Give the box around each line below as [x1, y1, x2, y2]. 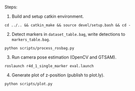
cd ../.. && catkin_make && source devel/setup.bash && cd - [4, 23, 131, 28]
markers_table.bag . [11, 36, 51, 42]
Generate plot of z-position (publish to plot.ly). [11, 72, 105, 78]
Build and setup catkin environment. [11, 14, 84, 19]
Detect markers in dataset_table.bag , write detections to [11, 31, 126, 37]
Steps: [4, 4, 17, 10]
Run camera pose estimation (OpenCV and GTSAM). [11, 54, 117, 60]
